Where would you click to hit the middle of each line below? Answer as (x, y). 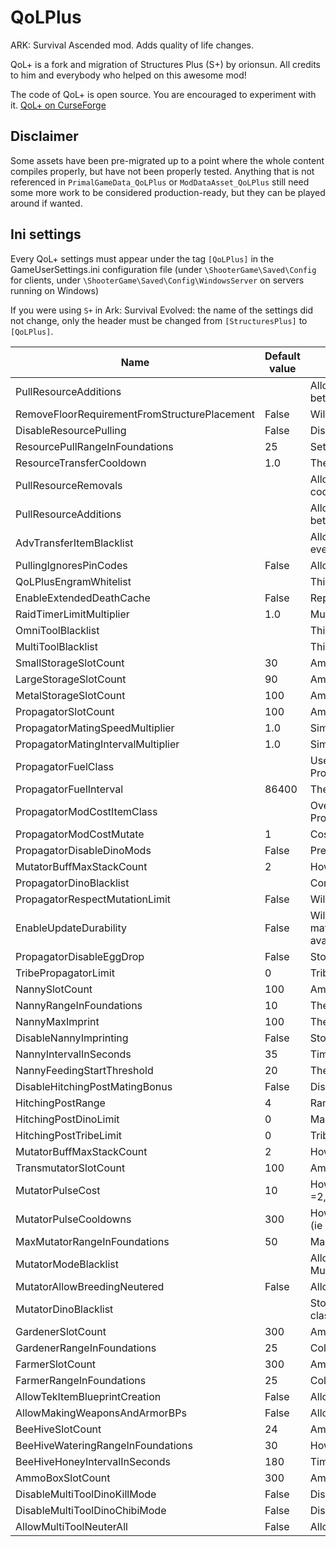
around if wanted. (46, 203)
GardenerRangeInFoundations (86, 1348)
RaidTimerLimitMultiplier (72, 614)
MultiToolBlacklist (56, 646)
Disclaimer (44, 136)
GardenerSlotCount (61, 1331)
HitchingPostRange (60, 1103)
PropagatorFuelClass (65, 766)
